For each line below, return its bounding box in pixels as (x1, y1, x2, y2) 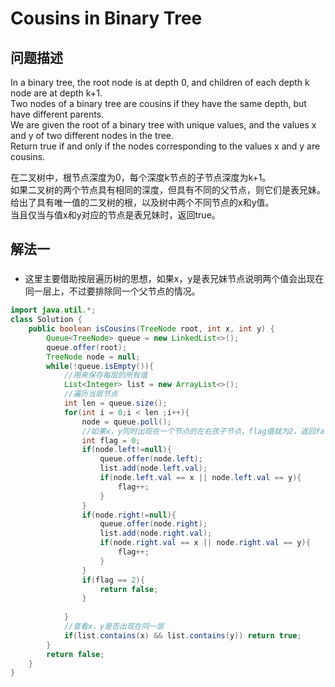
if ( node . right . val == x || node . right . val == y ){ (99, 538, 311, 548)
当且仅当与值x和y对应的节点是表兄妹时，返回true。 (10, 209, 221, 221)
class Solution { (10, 315, 83, 325)
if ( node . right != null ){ (81, 510, 177, 520)
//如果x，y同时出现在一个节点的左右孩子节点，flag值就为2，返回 (81, 426, 317, 436)
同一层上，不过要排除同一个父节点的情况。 (24, 285, 201, 297)
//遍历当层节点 (63, 389, 118, 399)
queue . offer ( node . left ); (99, 454, 203, 464)
